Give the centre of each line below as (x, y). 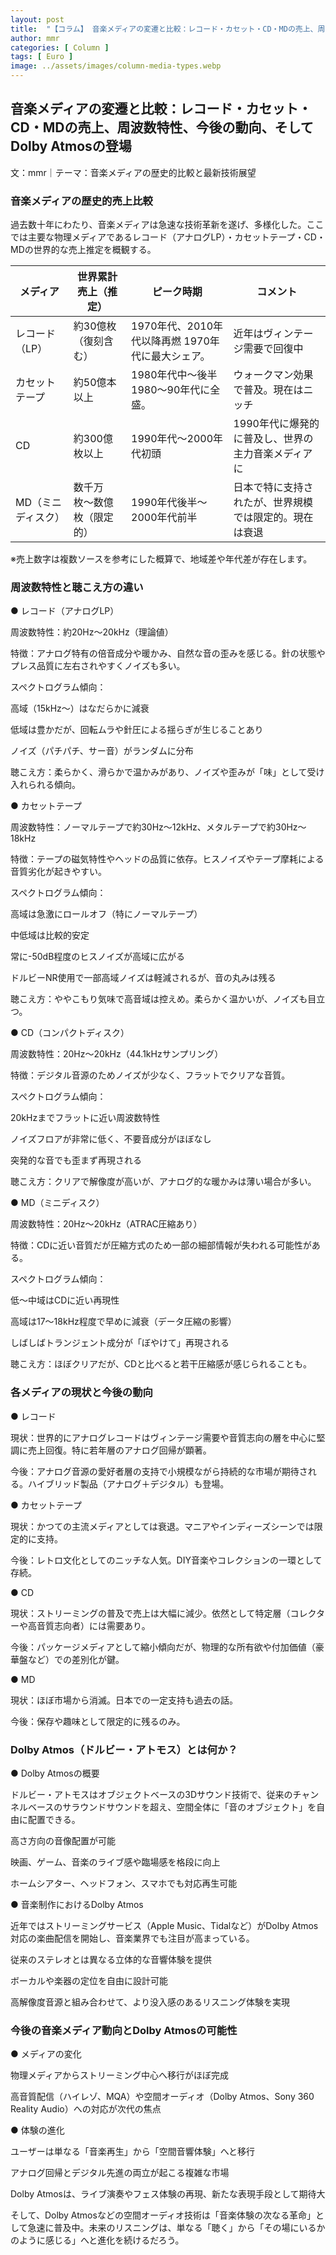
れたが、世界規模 (273, 503)
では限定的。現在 (273, 518)
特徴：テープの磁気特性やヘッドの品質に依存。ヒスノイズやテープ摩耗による (167, 859)
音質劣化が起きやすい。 (58, 872)
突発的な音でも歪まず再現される (76, 1160)
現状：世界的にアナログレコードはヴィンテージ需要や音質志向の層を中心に (163, 1437)
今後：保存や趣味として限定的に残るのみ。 (98, 1721)
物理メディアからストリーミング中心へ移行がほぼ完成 (120, 2075)
